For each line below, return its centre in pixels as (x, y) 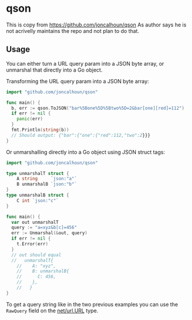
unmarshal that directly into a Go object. (54, 70)
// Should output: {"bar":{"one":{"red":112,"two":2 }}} (81, 135)
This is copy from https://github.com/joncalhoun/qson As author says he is (96, 25)
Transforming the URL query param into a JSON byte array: (78, 81)
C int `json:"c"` (38, 201)
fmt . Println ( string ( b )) (40, 130)
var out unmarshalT (35, 222)
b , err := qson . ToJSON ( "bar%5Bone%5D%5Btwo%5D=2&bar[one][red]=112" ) (98, 108)
